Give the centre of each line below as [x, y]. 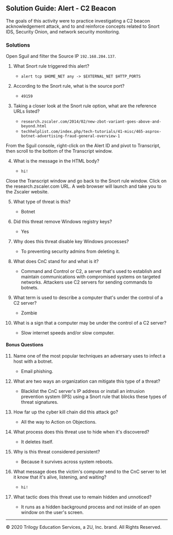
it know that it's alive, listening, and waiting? [60, 477]
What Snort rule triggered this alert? [51, 66]
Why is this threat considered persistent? [57, 452]
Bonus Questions [25, 344]
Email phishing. [37, 371]
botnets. [30, 288]
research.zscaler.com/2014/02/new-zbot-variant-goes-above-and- [91, 122]
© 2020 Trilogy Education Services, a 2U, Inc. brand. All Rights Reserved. [84, 527]
